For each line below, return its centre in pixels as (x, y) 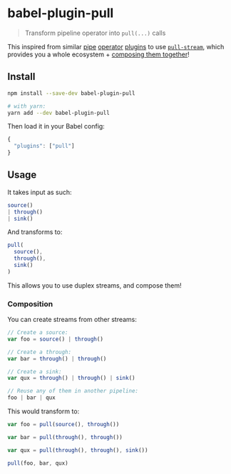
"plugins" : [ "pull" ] (44, 146)
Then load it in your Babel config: (56, 126)
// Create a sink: (35, 372)
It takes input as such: (40, 192)
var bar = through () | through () (57, 358)
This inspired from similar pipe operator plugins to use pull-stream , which (116, 46)
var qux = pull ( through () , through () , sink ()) (78, 450)
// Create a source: (38, 333)
